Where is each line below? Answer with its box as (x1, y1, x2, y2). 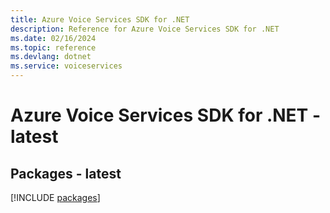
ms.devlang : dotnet (10, 52, 92, 62)
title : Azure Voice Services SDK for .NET (10, 14, 190, 25)
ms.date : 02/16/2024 (10, 33, 97, 43)
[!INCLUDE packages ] (10, 192, 101, 203)
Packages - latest (10, 165, 122, 182)
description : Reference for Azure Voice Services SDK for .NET (10, 24, 280, 34)
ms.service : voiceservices (10, 61, 123, 71)
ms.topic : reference (10, 42, 97, 53)
